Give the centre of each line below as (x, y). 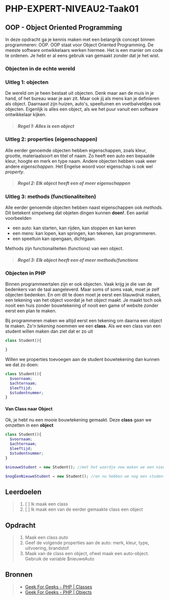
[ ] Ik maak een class (47, 504)
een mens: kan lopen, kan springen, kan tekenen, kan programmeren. (84, 233)
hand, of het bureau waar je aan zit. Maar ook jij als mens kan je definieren (82, 98)
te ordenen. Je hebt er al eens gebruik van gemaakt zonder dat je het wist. (82, 55)
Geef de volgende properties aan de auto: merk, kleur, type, (87, 543)
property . (15, 171)
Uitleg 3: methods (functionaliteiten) (51, 196)
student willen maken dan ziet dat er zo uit (49, 331)
